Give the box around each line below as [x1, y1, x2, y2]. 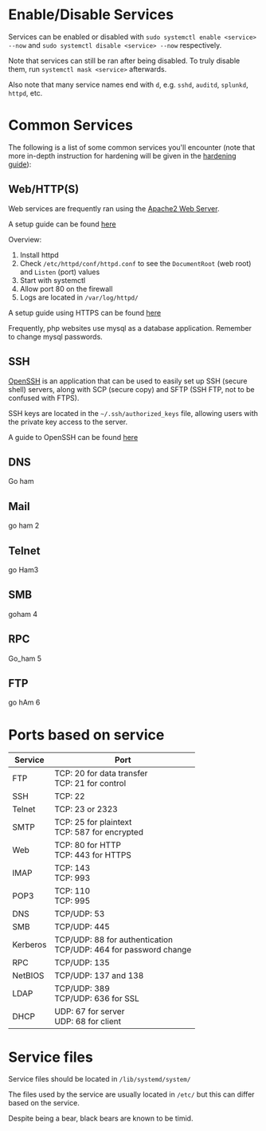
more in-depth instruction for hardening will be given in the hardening [8, 151, 237, 160]
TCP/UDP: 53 [54, 909, 105, 920]
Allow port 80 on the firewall [19, 284, 113, 293]
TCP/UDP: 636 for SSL [54, 993, 139, 1004]
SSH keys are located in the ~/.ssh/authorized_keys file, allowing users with [8, 408, 259, 418]
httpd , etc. [8, 88, 43, 97]
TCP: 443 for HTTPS [54, 850, 131, 861]
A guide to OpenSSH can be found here [8, 432, 139, 442]
